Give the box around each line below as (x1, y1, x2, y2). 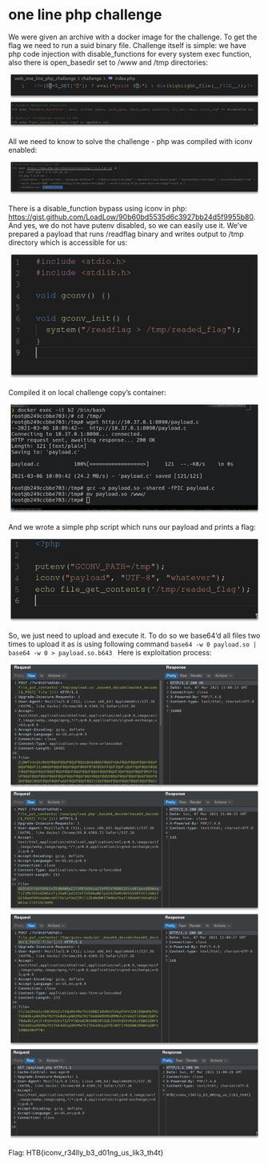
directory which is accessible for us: (8, 238, 128, 247)
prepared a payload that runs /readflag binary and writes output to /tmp (8, 230, 244, 239)
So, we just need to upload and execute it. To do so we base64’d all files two (8, 631, 261, 641)
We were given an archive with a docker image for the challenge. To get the (8, 32, 258, 42)
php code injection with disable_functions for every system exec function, (8, 49, 252, 58)
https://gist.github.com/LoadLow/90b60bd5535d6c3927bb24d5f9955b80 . (8, 212, 256, 222)
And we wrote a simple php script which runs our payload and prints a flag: (8, 522, 256, 531)
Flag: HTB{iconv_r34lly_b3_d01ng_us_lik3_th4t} (8, 1148, 164, 1158)
